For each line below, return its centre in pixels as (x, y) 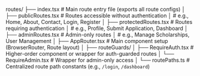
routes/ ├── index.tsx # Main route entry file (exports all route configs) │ (96, 9)
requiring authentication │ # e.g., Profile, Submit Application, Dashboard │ (97, 28)
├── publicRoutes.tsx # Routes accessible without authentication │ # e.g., (97, 16)
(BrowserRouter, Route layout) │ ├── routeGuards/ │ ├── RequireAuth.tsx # (100, 47)
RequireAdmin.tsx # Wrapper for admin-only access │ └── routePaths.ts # (98, 60)
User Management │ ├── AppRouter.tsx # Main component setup (87, 41)
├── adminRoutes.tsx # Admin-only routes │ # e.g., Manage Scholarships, (98, 35)
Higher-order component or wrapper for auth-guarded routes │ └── (90, 54)
